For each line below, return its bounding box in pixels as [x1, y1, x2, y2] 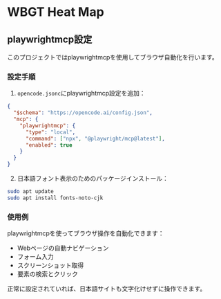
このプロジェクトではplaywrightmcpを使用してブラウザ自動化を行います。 [7, 53, 219, 61]
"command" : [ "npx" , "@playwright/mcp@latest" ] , [25, 135, 166, 142]
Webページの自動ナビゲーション [17, 244, 109, 253]
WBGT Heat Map [7, 4, 105, 20]
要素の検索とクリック [17, 270, 78, 278]
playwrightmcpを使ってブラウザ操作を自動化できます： [7, 229, 164, 237]
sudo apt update [7, 188, 54, 195]
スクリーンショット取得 [17, 261, 84, 270]
